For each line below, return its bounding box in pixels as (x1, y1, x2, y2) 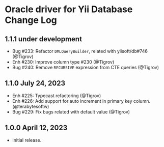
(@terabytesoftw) (12, 103, 49, 109)
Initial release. (12, 137, 42, 143)
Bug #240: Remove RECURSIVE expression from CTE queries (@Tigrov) (12, 65, 159, 70)
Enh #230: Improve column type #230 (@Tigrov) (12, 59, 115, 65)
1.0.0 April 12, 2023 (5, 124, 68, 132)
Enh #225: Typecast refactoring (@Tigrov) (12, 93, 101, 99)
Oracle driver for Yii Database (5, 4, 133, 15)
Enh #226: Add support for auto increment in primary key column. (12, 98, 151, 104)
